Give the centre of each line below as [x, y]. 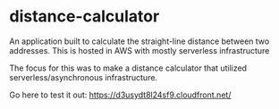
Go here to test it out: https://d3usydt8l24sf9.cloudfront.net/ [120, 95]
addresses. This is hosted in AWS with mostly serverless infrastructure [139, 50]
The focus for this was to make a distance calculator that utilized [128, 68]
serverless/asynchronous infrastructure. [84, 77]
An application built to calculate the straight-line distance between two [139, 41]
